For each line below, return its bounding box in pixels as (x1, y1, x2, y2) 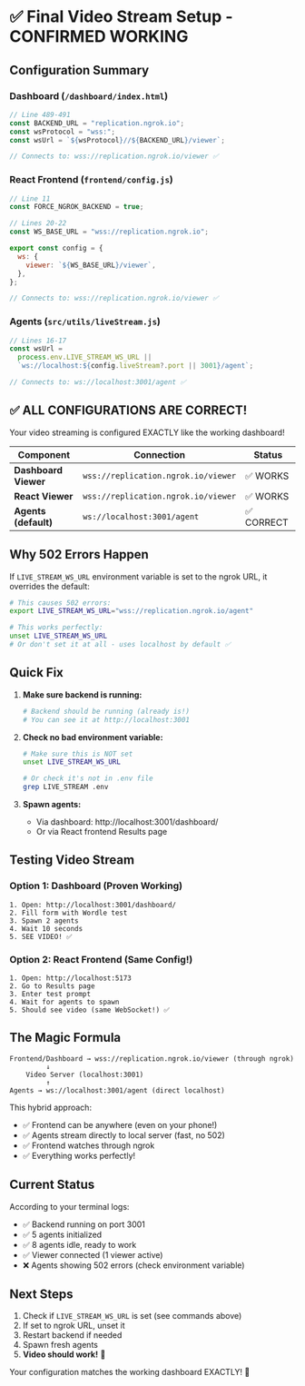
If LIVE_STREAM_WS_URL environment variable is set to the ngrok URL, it (9, 570, 268, 582)
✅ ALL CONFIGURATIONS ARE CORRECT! (9, 402, 248, 419)
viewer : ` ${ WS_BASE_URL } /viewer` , (25, 261, 156, 270)
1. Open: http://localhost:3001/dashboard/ (9, 900, 177, 909)
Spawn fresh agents (22, 1340, 98, 1351)
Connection (133, 448, 186, 460)
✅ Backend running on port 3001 (22, 1219, 145, 1230)
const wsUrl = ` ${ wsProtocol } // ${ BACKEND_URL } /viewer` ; (9, 135, 225, 144)
